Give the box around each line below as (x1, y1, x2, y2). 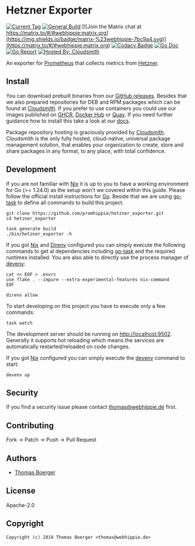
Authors (6, 453, 37, 463)
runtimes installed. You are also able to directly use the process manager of (6, 254, 189, 261)
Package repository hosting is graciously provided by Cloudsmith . (6, 128, 166, 135)
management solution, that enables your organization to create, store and (6, 141, 184, 148)
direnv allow (6, 292, 38, 298)
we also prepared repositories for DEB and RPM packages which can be (6, 98, 181, 105)
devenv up (6, 372, 31, 378)
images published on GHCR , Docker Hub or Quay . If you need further (6, 111, 173, 118)
